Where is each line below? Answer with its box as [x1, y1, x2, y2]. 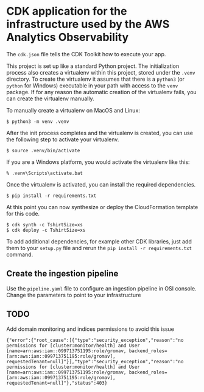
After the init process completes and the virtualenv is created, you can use [6, 129, 194, 136]
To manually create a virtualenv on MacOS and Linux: [6, 106, 140, 114]
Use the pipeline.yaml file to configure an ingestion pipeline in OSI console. [6, 284, 197, 292]
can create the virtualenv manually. [6, 95, 94, 102]
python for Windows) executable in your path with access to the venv [6, 81, 178, 89]
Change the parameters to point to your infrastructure [6, 291, 141, 298]
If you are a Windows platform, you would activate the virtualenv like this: [6, 158, 190, 166]
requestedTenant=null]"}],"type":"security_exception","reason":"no [6, 358, 184, 364]
